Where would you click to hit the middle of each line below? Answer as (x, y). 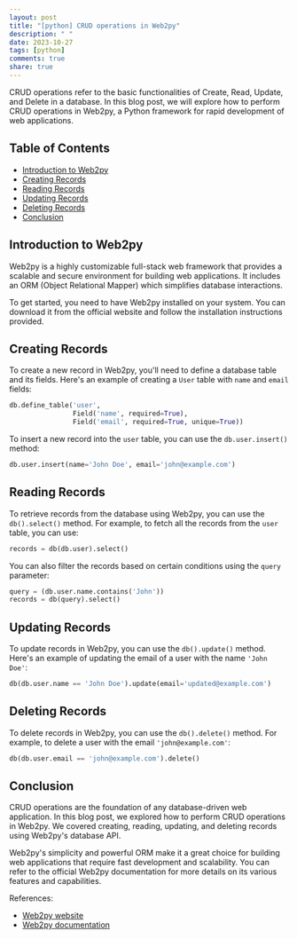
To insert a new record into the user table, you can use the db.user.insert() (148, 438)
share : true (31, 67)
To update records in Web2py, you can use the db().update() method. (137, 649)
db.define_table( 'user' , (55, 406)
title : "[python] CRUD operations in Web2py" (94, 26)
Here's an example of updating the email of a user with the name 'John (138, 659)
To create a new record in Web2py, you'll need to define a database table (143, 370)
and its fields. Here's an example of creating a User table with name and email (149, 380)
